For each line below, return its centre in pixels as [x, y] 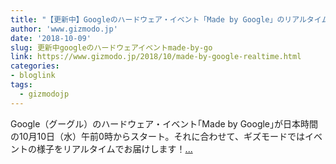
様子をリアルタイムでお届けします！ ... [114, 148]
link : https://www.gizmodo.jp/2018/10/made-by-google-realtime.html [156, 57]
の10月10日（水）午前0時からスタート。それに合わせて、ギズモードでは [157, 136]
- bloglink [33, 76]
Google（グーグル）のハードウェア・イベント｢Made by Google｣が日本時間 [164, 123]
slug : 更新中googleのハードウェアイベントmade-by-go [111, 47]
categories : [35, 66]
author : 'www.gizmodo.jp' [64, 29]
